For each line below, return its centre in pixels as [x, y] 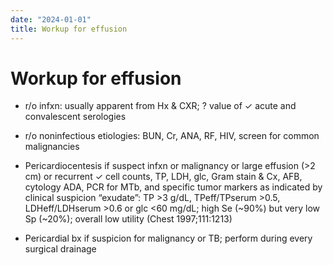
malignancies [52, 147]
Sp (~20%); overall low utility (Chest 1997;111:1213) [128, 219]
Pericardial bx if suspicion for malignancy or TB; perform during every [168, 238]
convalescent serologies [75, 117]
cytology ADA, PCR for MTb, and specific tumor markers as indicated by [173, 187]
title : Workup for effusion [69, 29]
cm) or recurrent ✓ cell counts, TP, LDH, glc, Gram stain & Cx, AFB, [163, 177]
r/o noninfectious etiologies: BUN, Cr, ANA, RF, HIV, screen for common [172, 136]
